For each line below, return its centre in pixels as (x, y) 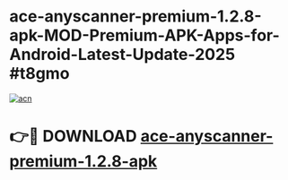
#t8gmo (39, 74)
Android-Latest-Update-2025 (122, 55)
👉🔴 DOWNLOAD (73, 137)
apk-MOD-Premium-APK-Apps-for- (144, 35)
